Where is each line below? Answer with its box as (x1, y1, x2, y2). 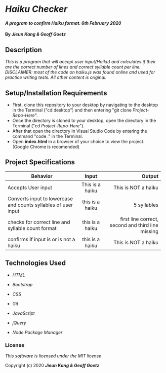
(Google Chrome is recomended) (12, 144, 80, 149)
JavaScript (12, 310, 35, 316)
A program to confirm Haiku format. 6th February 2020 (5, 20, 122, 26)
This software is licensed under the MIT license (5, 353, 102, 359)
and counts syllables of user (7, 201, 73, 208)
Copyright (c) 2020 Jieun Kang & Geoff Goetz (5, 362, 100, 368)
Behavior (31, 173, 53, 180)
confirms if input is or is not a (7, 236, 75, 243)
